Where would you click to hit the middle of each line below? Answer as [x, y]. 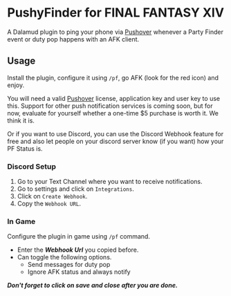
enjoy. [16, 85]
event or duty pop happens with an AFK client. [73, 39]
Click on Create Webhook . [52, 196]
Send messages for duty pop [69, 265]
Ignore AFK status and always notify [79, 272]
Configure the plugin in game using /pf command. [79, 237]
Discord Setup [32, 166]
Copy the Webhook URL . [49, 204]
